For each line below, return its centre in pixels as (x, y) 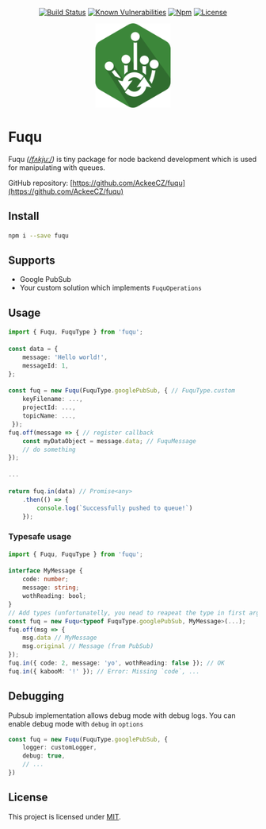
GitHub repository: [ (40, 183)
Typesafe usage (40, 537)
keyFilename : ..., (53, 399)
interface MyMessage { (46, 571)
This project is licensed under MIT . (65, 816)
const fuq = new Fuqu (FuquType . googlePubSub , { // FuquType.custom (122, 391)
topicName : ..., (49, 416)
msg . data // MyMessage (60, 638)
